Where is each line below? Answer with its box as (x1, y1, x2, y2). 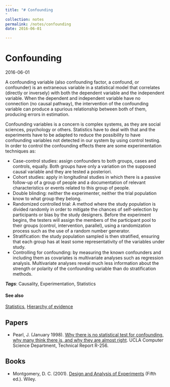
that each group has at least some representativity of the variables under (12, 239, 165, 245)
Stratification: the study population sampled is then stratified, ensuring (12, 234, 160, 240)
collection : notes (5, 17, 44, 22)
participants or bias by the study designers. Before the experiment (12, 212, 151, 218)
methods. (12, 271, 33, 277)
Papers (5, 318, 28, 327)
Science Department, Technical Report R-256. (12, 342, 109, 349)
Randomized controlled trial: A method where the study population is (12, 201, 156, 207)
